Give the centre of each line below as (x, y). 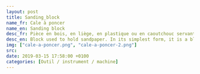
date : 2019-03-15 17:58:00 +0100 (48, 56)
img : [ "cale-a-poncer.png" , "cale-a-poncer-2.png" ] (71, 45)
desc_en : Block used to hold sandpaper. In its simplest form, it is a (97, 39)
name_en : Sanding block (36, 28)
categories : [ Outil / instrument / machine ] (62, 61)
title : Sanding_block (33, 17)
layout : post (22, 12)
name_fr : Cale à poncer (36, 23)
